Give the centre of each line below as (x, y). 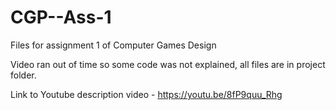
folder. (23, 75)
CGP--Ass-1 (61, 17)
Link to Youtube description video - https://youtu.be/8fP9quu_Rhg (146, 94)
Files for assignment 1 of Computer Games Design (113, 45)
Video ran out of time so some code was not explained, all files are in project (168, 64)
